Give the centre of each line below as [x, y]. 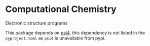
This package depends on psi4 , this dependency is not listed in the [75, 32]
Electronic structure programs [36, 23]
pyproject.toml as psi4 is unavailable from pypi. [55, 38]
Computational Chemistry [61, 9]
